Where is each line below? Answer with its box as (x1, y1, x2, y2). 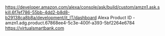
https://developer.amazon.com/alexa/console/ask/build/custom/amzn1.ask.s (5, 4, 160, 10)
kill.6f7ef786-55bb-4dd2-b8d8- (5, 9, 70, 15)
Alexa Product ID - (98, 15, 135, 20)
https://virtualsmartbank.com (5, 25, 65, 31)
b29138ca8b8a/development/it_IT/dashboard (5, 15, 97, 20)
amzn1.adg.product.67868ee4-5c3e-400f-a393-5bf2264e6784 (5, 20, 135, 26)
